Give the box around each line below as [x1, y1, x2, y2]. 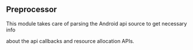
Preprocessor [6, 5, 57, 15]
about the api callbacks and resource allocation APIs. [6, 37, 135, 44]
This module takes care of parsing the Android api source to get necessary [6, 20, 187, 27]
